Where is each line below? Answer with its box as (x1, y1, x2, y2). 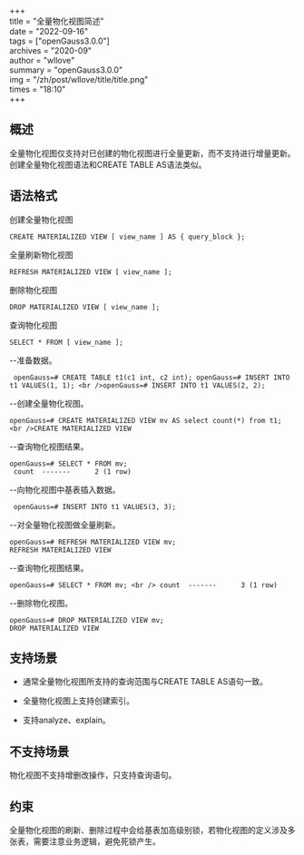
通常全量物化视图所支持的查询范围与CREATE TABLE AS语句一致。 (22, 676, 268, 687)
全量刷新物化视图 (9, 249, 74, 260)
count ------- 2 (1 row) (13, 467, 132, 477)
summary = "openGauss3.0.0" (9, 64, 123, 75)
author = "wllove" (9, 55, 75, 65)
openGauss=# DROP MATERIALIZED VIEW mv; (9, 615, 165, 624)
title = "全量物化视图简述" (9, 15, 104, 26)
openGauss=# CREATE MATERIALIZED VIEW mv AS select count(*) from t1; (9, 416, 282, 425)
